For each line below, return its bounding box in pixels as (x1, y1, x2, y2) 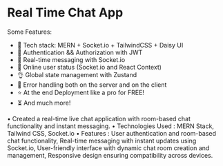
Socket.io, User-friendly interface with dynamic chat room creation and (7, 143, 210, 152)
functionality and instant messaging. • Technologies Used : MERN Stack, (7, 122, 214, 130)
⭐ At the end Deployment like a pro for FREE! (17, 88, 145, 96)
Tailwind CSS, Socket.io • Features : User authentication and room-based (7, 129, 216, 137)
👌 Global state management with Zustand (17, 70, 137, 79)
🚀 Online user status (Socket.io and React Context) (17, 63, 162, 71)
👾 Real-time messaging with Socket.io (17, 55, 126, 63)
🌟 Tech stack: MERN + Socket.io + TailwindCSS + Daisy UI (17, 41, 184, 49)
